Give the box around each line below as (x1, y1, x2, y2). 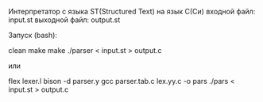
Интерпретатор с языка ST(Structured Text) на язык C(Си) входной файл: (8, 7, 256, 16)
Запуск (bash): (8, 31, 58, 40)
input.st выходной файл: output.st (8, 15, 121, 25)
